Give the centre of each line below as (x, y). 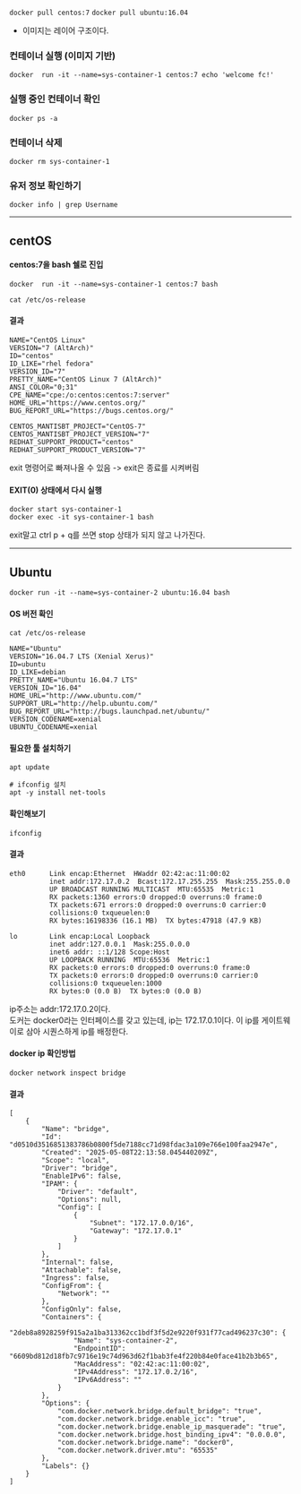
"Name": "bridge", (76, 1129)
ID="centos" (31, 356)
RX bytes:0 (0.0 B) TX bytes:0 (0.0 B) (125, 991)
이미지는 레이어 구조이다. (65, 30)
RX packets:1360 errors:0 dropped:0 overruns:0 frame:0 (155, 897)
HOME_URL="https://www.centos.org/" (77, 403)
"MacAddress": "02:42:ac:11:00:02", (142, 1364)
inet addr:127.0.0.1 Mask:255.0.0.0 (120, 944)
